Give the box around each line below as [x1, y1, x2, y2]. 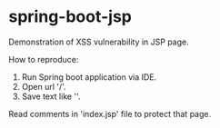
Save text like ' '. [21, 91, 81, 102]
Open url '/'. [21, 81, 66, 92]
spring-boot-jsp [8, 6, 133, 27]
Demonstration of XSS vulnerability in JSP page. [8, 36, 190, 47]
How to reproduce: [8, 54, 79, 64]
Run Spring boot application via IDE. [21, 71, 157, 83]
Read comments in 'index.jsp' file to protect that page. [8, 108, 211, 119]
